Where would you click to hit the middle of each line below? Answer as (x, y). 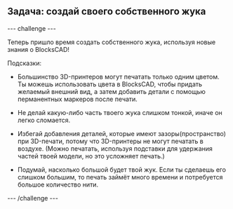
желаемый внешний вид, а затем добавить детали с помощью (111, 91)
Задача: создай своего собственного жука (107, 12)
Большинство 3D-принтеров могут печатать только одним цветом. (118, 76)
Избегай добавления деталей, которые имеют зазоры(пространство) (122, 133)
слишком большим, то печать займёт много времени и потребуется (120, 177)
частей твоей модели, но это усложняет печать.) (91, 156)
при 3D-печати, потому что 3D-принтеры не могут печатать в (110, 141)
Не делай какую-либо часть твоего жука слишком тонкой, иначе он (120, 112)
